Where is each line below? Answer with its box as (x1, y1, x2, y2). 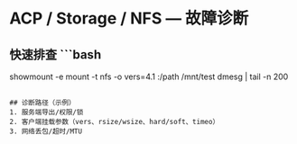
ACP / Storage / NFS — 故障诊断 (9, 8, 249, 29)
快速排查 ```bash (9, 47, 102, 62)
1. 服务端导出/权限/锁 (9, 108, 84, 117)
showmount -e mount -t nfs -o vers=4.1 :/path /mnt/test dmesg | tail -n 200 (9, 71, 289, 82)
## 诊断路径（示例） (9, 98, 76, 107)
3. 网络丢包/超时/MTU (9, 127, 83, 136)
